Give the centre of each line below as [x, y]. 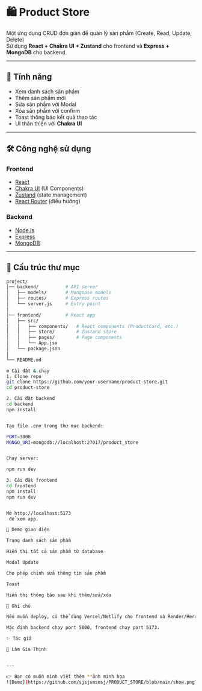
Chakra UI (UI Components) [49, 189]
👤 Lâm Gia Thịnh [26, 649]
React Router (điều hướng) [48, 201]
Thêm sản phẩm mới [40, 98]
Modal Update [23, 563]
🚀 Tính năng [29, 77]
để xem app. [24, 519]
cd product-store [28, 388]
